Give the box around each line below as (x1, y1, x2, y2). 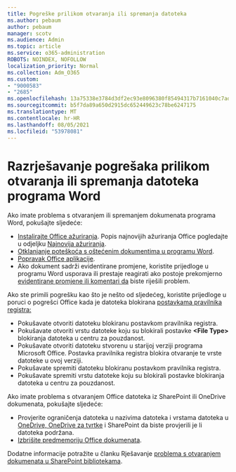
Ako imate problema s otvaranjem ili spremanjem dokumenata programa (7, 211, 216, 220)
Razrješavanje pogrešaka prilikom (7, 158, 210, 174)
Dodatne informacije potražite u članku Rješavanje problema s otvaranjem (7, 450, 221, 458)
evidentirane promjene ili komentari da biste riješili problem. (17, 277, 190, 285)
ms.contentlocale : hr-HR (7, 114, 80, 122)
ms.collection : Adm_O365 (7, 69, 80, 76)
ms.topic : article (7, 43, 61, 50)
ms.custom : (7, 75, 39, 83)
